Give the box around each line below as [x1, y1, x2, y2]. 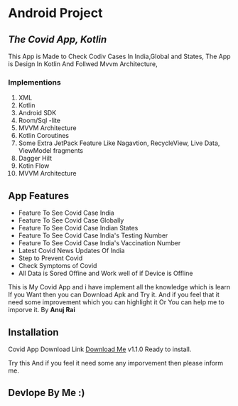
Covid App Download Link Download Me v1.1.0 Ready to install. [8, 345, 192, 353]
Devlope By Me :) [8, 387, 85, 399]
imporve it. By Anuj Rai [8, 306, 75, 314]
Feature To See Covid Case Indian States [18, 224, 139, 233]
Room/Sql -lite [18, 116, 61, 125]
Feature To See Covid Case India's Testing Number [18, 231, 168, 240]
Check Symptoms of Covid [18, 262, 97, 270]
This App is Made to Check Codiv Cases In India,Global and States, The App [8, 52, 231, 60]
